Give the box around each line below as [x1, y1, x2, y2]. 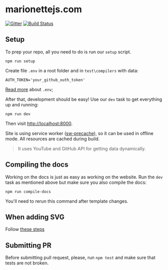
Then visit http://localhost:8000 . [5, 120, 73, 126]
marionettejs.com [5, 4, 82, 15]
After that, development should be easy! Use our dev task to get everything [5, 96, 162, 102]
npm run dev [5, 111, 31, 117]
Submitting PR [5, 241, 52, 250]
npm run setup [5, 59, 36, 64]
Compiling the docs [5, 160, 69, 169]
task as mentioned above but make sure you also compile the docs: [5, 179, 147, 185]
